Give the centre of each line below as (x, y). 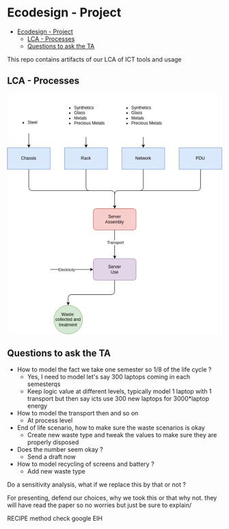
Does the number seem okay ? (60, 450)
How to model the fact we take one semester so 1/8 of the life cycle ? (114, 370)
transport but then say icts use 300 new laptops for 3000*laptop (118, 399)
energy (37, 406)
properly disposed (53, 442)
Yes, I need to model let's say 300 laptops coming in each (109, 377)
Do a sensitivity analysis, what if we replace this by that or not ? (97, 485)
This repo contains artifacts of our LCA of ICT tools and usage (95, 59)
